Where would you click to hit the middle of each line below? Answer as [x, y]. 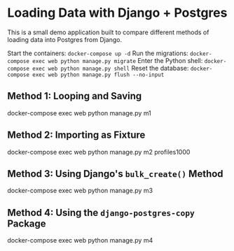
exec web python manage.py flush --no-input [98, 75]
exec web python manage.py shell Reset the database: [111, 68]
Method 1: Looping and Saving [75, 96]
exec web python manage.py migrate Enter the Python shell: [118, 60]
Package [27, 223]
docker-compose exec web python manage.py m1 [80, 113]
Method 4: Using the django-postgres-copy [101, 212]
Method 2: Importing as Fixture [76, 135]
